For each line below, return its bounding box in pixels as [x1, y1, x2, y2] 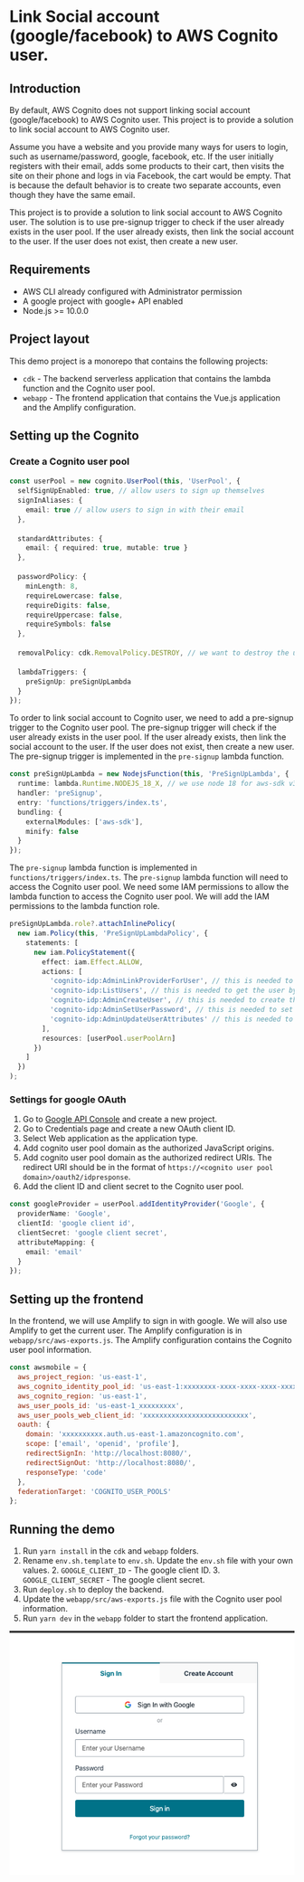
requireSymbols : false [25, 619, 111, 629]
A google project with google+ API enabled [22, 296, 184, 307]
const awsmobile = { [9, 1363, 88, 1372]
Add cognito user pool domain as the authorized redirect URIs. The [22, 1152, 272, 1163]
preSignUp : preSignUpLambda [25, 676, 131, 686]
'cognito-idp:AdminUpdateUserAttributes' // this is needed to [49, 1015, 294, 1024]
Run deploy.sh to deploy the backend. [22, 1584, 165, 1595]
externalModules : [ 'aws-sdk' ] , [25, 817, 144, 827]
